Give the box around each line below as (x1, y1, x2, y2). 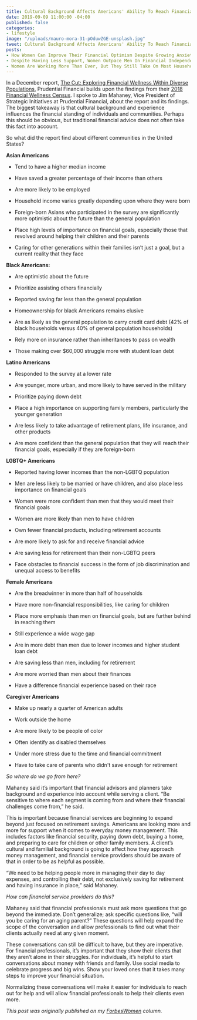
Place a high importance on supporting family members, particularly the (14, 405, 189, 412)
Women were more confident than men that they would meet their (14, 497, 174, 505)
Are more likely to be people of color (14, 728, 103, 735)
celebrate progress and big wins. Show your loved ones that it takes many (6, 966, 185, 973)
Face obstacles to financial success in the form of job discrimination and (14, 561, 190, 568)
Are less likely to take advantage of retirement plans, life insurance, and (14, 422, 188, 429)
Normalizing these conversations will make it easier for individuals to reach (6, 984, 187, 991)
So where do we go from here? (6, 773, 81, 780)
